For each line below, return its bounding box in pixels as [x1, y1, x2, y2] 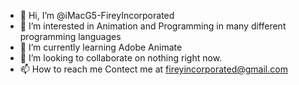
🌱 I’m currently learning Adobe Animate [19, 41, 183, 53]
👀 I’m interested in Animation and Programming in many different [19, 20, 287, 32]
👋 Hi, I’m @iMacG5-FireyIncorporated [19, 10, 175, 21]
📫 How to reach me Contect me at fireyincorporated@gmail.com [19, 63, 288, 75]
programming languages [19, 31, 122, 42]
